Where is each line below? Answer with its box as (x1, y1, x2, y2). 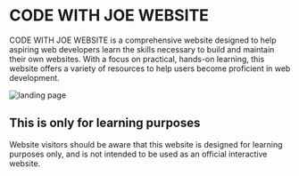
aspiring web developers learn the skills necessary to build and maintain (9, 44, 275, 54)
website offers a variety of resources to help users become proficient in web (9, 63, 291, 74)
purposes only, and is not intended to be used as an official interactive (9, 148, 268, 159)
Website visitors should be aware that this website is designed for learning (9, 139, 283, 149)
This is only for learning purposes (9, 116, 201, 131)
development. (9, 72, 60, 83)
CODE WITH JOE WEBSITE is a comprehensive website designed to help (9, 35, 277, 45)
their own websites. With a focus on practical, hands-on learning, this (9, 53, 265, 64)
